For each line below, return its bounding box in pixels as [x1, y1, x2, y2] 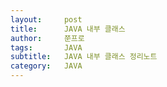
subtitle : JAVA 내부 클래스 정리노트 [10, 52, 158, 62]
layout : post [10, 14, 83, 25]
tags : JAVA [10, 42, 83, 53]
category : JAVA [10, 61, 83, 71]
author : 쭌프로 [10, 33, 85, 43]
